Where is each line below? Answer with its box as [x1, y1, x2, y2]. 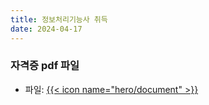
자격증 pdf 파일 [10, 59, 80, 73]
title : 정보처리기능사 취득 [10, 14, 108, 25]
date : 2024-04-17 [10, 24, 83, 34]
